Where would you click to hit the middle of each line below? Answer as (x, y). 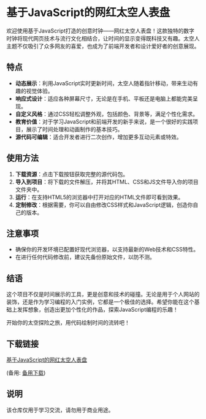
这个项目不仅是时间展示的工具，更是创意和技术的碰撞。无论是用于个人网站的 (103, 294)
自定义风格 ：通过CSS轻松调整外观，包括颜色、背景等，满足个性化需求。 (106, 113)
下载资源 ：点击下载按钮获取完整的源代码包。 (72, 174)
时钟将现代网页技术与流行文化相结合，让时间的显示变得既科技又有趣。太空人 (103, 38)
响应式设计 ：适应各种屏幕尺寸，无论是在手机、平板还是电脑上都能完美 (104, 98)
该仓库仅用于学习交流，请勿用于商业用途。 (60, 410)
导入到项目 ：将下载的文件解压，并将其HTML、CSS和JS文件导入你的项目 (107, 182)
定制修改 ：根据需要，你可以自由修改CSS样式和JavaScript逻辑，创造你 (104, 205)
